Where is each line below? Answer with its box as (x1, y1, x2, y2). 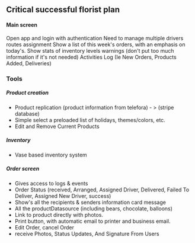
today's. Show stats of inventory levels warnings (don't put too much (6, 47, 174, 54)
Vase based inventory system (14, 151, 87, 159)
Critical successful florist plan (6, 5, 120, 15)
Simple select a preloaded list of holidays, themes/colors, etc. (14, 117, 166, 124)
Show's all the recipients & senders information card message (14, 199, 166, 206)
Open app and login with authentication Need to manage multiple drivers (6, 34, 184, 41)
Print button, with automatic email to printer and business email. (14, 218, 171, 225)
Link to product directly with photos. (14, 212, 104, 219)
